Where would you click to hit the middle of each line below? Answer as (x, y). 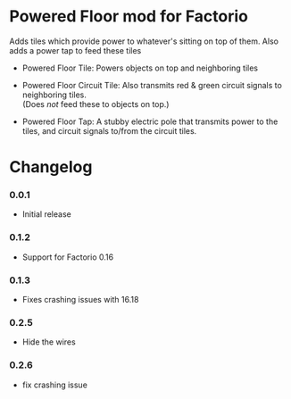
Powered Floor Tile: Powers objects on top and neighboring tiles (140, 68)
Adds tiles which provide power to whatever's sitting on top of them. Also (144, 41)
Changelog (51, 167)
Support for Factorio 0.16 (68, 257)
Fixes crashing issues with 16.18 (80, 300)
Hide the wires (49, 342)
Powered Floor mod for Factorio (129, 17)
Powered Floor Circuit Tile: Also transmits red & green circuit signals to (152, 85)
